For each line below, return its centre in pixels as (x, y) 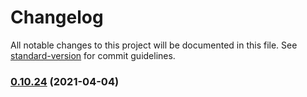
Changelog (57, 17)
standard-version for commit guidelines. (93, 55)
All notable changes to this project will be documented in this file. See (154, 45)
